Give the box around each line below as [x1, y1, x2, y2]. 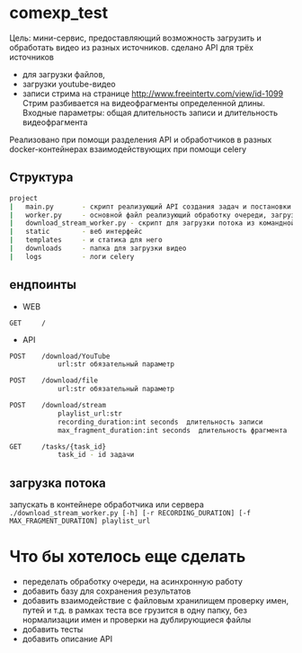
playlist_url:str [57, 408, 123, 418]
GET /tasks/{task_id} [9, 442, 106, 452]
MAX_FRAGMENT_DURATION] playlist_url [9, 516, 151, 526]
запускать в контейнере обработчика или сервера [9, 499, 205, 510]
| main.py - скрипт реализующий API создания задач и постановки [9, 201, 292, 211]
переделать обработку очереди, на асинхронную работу [22, 577, 243, 587]
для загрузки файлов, [22, 68, 106, 79]
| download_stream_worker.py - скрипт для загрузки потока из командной [9, 219, 296, 228]
